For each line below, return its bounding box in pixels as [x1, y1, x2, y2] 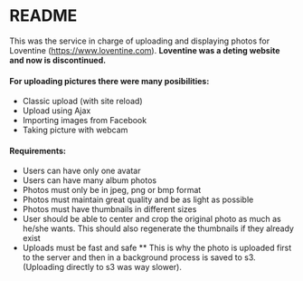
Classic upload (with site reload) [22, 96, 143, 107]
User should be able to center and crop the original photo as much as [22, 214, 282, 225]
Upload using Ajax [22, 105, 91, 116]
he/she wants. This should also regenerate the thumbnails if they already [22, 223, 294, 234]
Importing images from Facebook [22, 115, 147, 126]
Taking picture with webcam [22, 124, 128, 136]
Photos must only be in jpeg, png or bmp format [22, 185, 202, 196]
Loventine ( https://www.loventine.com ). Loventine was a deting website [9, 44, 280, 55]
